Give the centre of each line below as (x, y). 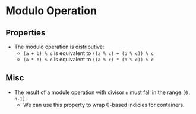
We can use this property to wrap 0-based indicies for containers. (104, 105)
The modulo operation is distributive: (59, 47)
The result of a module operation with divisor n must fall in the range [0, (102, 92)
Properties (26, 33)
